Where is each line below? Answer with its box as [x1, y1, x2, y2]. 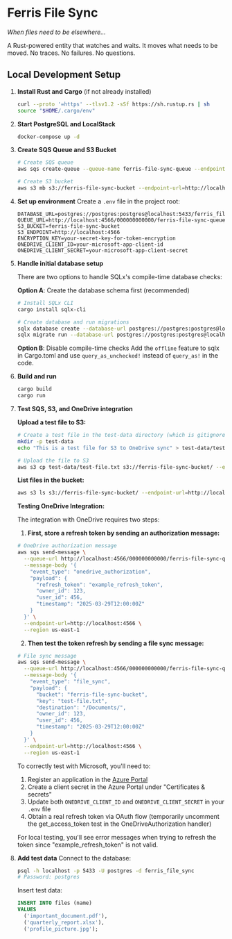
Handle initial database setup [17, 259, 104, 267]
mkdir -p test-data [17, 438, 74, 445]
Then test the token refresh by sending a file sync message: [27, 639, 204, 647]
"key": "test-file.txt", [35, 697, 108, 704]
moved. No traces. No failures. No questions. [7, 49, 136, 57]
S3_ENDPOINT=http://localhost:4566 [17, 228, 121, 235]
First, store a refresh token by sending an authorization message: [27, 529, 220, 538]
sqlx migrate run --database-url [17, 331, 114, 338]
